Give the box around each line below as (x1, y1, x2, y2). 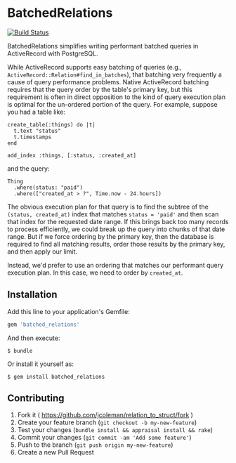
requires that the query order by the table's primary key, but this (7, 85, 193, 93)
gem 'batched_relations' (7, 321, 80, 328)
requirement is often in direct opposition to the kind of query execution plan (7, 93, 226, 101)
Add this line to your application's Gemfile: (7, 307, 130, 315)
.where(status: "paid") (13, 184, 83, 191)
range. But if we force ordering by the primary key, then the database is (7, 232, 214, 240)
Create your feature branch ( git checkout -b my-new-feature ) (17, 418, 197, 426)
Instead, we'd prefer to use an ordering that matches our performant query (7, 261, 224, 269)
